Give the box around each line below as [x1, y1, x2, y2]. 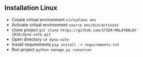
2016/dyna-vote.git [11, 32, 51, 37]
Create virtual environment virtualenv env [11, 16, 97, 22]
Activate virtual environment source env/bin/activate [11, 22, 119, 28]
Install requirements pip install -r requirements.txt [11, 41, 119, 47]
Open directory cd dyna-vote [11, 36, 69, 42]
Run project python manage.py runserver [11, 46, 92, 52]
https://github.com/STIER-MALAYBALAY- [60, 28, 139, 33]
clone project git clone [11, 27, 59, 33]
